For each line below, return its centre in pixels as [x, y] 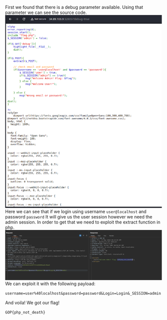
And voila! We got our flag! [32, 303]
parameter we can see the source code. [46, 12]
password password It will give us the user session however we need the [79, 216]
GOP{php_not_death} [25, 312]
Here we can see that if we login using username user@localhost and [76, 212]
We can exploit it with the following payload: [50, 284]
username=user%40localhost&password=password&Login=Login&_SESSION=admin [83, 293]
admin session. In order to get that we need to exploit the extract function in [83, 222]
